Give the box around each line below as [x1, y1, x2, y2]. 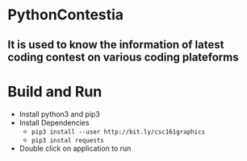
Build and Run [7, 82, 103, 101]
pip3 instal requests [31, 136, 104, 144]
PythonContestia [7, 6, 124, 24]
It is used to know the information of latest [7, 38, 224, 52]
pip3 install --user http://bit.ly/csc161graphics [31, 127, 206, 136]
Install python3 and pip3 [19, 109, 100, 118]
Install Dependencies [19, 118, 90, 127]
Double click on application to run [19, 143, 132, 153]
